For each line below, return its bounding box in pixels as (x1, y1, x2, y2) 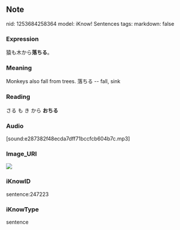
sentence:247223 (6, 190, 49, 198)
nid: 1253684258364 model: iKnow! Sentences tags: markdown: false (6, 20, 175, 27)
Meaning (6, 64, 32, 72)
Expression (6, 35, 39, 43)
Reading (6, 93, 30, 101)
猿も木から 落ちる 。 (6, 49, 53, 56)
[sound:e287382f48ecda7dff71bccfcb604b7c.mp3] (6, 135, 130, 142)
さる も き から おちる (6, 107, 59, 114)
